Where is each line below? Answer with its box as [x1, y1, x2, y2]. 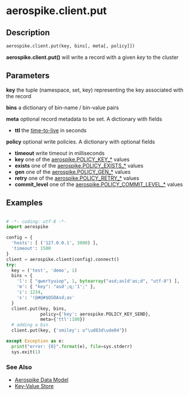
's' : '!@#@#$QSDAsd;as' [16, 294, 75, 300]
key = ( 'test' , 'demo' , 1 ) [11, 267, 77, 273]
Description [6, 28, 50, 38]
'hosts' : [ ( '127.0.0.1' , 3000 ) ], [11, 240, 99, 246]
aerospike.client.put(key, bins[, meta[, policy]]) [6, 43, 135, 49]
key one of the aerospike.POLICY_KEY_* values [14, 156, 130, 163]
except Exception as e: [6, 338, 65, 344]
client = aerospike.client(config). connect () [6, 256, 119, 262]
